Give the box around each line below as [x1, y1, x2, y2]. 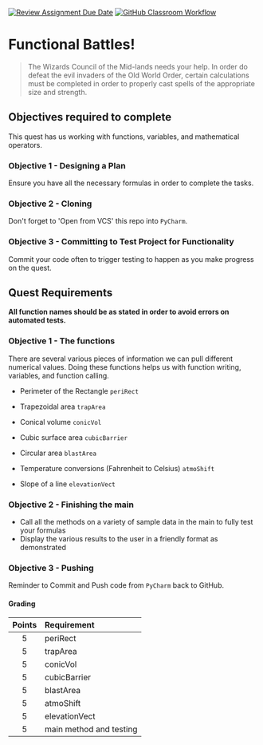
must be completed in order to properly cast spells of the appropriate [27, 78, 255, 88]
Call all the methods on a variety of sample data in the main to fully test [19, 517, 253, 527]
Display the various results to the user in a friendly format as [19, 534, 218, 544]
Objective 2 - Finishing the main [8, 499, 134, 510]
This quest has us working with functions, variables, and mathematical [8, 132, 240, 141]
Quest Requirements [8, 286, 113, 299]
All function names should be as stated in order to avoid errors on [8, 307, 230, 317]
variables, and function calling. [8, 371, 109, 380]
